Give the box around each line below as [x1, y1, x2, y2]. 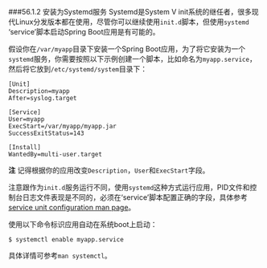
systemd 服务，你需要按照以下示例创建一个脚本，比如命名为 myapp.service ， [8, 55, 257, 63]
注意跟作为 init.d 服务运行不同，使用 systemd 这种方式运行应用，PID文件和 [8, 183, 250, 192]
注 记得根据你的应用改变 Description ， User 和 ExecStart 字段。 [8, 165, 210, 175]
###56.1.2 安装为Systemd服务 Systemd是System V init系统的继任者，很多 [8, 7, 252, 16]
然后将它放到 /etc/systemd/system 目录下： [8, 64, 148, 74]
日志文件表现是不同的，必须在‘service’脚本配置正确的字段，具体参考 [22, 193, 248, 202]
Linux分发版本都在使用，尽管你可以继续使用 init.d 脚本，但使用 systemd [14, 17, 249, 26]
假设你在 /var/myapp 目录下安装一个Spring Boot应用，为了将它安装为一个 [8, 44, 246, 54]
